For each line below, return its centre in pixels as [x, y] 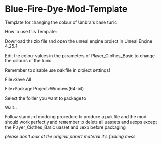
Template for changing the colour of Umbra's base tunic [61, 22]
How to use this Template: [31, 31]
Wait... [11, 107]
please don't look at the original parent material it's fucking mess [70, 136]
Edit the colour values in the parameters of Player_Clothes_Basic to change [80, 55]
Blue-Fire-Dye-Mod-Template [66, 9]
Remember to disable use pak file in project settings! [57, 70]
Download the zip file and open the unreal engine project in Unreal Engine [79, 41]
